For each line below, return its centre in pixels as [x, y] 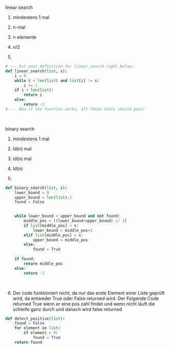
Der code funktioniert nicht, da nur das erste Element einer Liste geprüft [89, 293]
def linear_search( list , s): [36, 71]
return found [28, 342]
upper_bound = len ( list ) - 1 [43, 197]
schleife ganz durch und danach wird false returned [67, 309]
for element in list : [37, 328]
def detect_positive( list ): [35, 319]
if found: [25, 259]
